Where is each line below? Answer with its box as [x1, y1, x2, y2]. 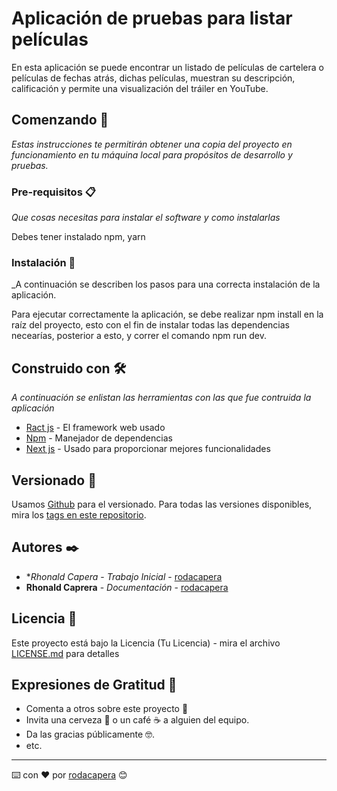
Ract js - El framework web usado [25, 422, 166, 434]
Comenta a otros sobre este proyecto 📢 [25, 703, 189, 715]
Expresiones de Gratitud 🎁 [11, 676, 178, 693]
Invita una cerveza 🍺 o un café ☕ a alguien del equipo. [25, 714, 250, 726]
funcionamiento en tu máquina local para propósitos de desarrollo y [11, 148, 293, 161]
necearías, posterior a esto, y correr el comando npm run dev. [11, 330, 267, 342]
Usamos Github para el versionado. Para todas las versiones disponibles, [11, 498, 313, 510]
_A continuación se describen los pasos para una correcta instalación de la [11, 278, 321, 291]
